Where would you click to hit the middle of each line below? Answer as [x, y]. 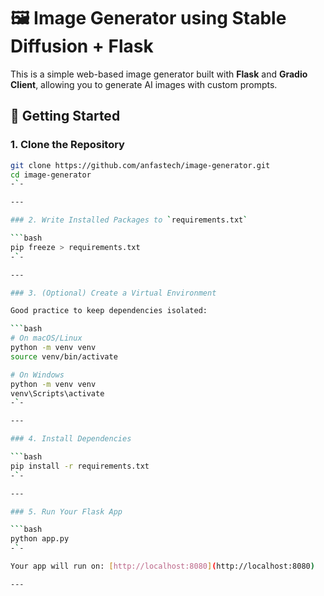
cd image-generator [51, 175]
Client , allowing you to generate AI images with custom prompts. [144, 84]
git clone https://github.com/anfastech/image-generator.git [140, 165]
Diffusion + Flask [82, 46]
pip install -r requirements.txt [80, 466]
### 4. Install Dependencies [71, 439]
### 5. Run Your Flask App [66, 511]
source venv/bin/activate [64, 356]
